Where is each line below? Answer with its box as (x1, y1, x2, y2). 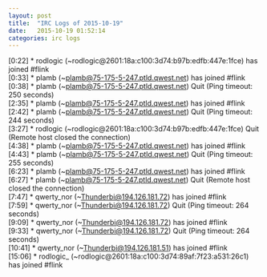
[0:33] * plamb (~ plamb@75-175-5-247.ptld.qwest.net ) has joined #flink (8, 73, 246, 82)
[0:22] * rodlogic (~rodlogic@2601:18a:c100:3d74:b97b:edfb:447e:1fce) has (8, 56, 258, 66)
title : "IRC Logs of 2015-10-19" (8, 19, 124, 27)
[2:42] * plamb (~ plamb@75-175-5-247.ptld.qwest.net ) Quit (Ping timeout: (8, 107, 253, 117)
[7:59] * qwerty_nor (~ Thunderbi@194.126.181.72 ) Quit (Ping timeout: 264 (8, 201, 249, 211)
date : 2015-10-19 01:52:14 (8, 26, 106, 34)
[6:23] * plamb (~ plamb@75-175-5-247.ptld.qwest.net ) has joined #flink (8, 167, 246, 176)
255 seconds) (8, 158, 55, 168)
